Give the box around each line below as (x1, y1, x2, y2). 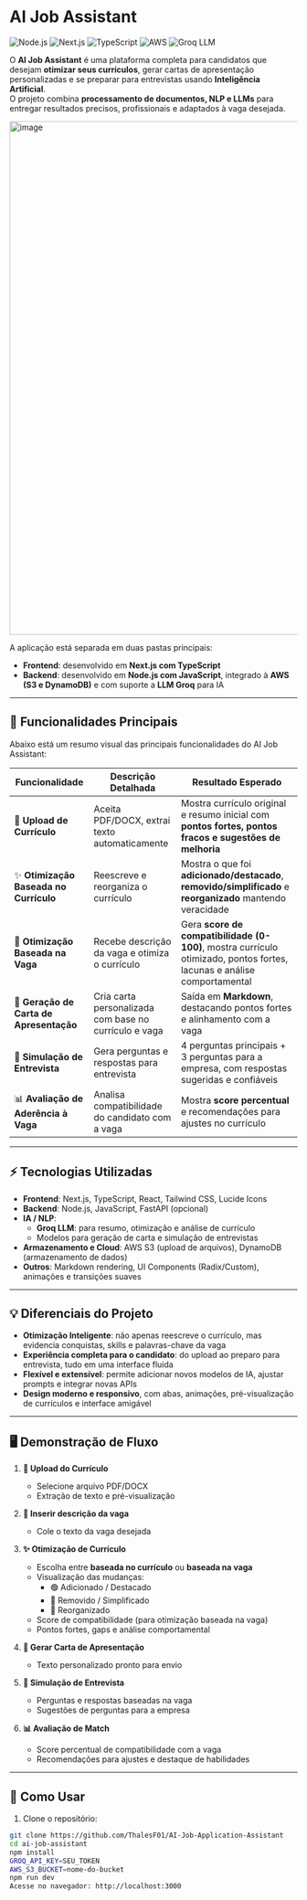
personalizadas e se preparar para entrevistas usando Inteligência (9, 73, 260, 84)
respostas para (93, 1056, 158, 1068)
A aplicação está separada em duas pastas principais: (9, 642, 213, 653)
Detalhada (110, 781, 156, 794)
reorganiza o (93, 880, 148, 893)
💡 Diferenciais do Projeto (9, 1305, 153, 1322)
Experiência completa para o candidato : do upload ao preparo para (22, 1350, 281, 1361)
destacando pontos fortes (181, 1001, 292, 1014)
